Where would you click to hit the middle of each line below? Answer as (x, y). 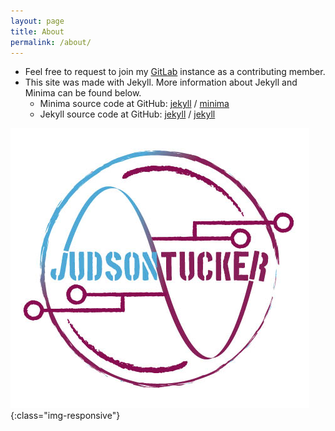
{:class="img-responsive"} (65, 416)
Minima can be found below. (83, 93)
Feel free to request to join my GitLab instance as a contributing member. (175, 72)
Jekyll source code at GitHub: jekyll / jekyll (127, 114)
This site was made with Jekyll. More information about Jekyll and (161, 82)
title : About (37, 31)
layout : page (37, 21)
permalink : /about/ (51, 42)
